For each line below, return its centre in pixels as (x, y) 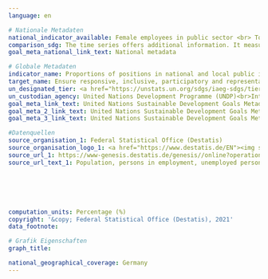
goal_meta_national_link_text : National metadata (93, 53)
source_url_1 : (32, 155)
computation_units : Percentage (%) (67, 212)
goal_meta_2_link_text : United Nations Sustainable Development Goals (128, 111)
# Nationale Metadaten (46, 30)
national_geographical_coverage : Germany (78, 263)
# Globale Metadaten (43, 67)
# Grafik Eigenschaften (48, 241)
